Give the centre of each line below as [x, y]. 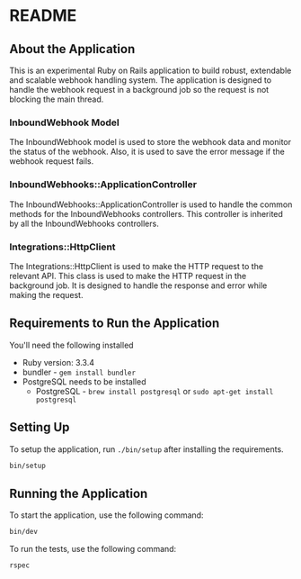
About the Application [72, 49]
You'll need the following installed [71, 345]
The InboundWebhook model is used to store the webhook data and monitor [150, 142]
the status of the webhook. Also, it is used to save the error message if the [147, 152]
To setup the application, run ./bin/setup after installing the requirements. [147, 449]
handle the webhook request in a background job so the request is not [139, 90]
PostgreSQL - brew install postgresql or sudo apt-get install [155, 391]
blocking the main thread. [57, 99]
